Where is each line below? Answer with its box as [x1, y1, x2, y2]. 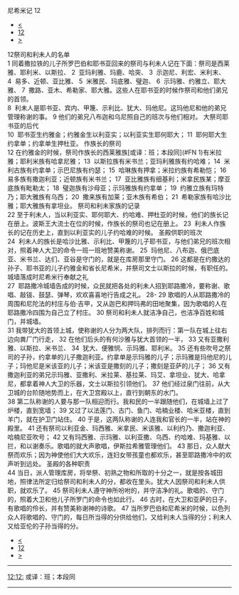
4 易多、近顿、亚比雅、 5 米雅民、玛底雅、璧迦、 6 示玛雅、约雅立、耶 [7, 77, 221, 85]
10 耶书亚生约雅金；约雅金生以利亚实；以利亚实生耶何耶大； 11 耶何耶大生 [7, 130, 228, 139]
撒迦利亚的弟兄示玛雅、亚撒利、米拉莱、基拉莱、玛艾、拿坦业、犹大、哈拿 [7, 371, 225, 379]
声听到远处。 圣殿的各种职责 [7, 460, 90, 468]
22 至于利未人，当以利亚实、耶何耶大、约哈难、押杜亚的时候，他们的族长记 [7, 211, 229, 218]
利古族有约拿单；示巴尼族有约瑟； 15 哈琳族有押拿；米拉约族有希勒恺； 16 [7, 166, 227, 174]
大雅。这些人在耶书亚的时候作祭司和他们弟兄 [97, 86, 228, 94]
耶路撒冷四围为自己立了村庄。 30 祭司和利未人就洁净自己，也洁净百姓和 [7, 308, 218, 317]
